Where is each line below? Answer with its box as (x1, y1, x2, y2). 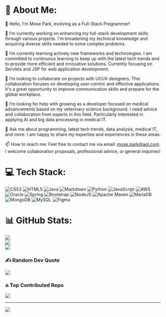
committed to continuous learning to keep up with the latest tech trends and (5, 55, 160, 61)
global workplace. (5, 91, 42, 97)
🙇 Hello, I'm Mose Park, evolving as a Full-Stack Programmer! (5, 21, 130, 27)
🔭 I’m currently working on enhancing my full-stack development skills (5, 30, 148, 36)
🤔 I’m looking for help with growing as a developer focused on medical (5, 101, 149, 106)
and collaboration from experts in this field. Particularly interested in (5, 111, 143, 117)
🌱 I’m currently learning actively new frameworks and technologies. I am (5, 50, 152, 56)
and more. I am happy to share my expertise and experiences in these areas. (5, 131, 161, 137)
